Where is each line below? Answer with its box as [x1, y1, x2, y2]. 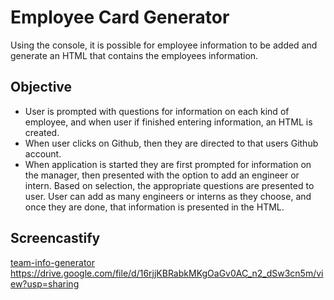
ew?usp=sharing [10, 277, 80, 290]
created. [24, 126, 60, 138]
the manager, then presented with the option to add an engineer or [24, 169, 300, 181]
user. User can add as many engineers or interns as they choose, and [24, 190, 312, 202]
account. [24, 147, 62, 160]
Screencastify [10, 230, 101, 247]
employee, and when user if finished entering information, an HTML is [24, 116, 313, 128]
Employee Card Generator [10, 6, 230, 29]
